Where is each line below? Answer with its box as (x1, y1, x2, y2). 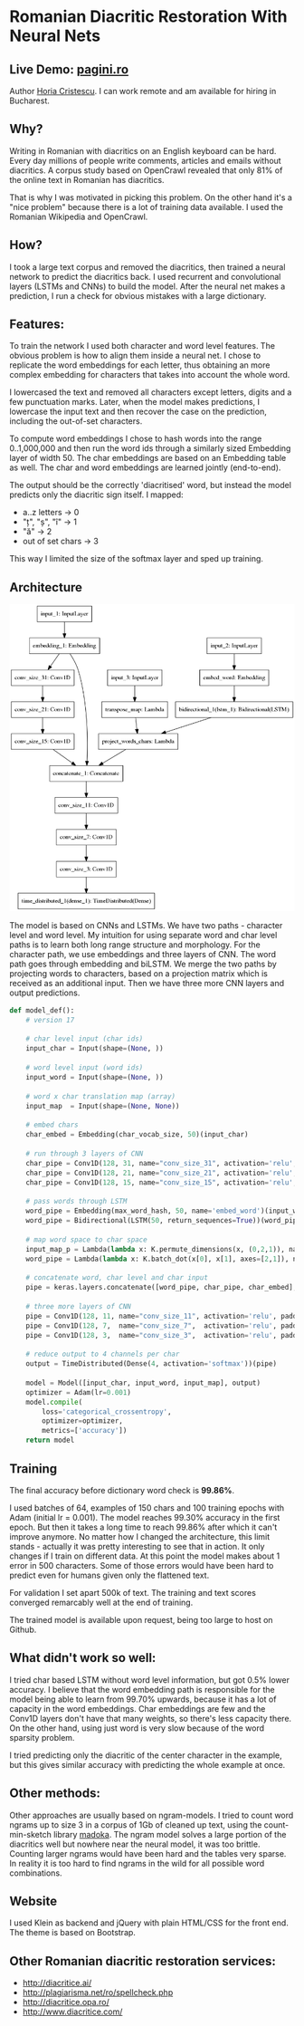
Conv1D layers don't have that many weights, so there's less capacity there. (9, 1713, 292, 1724)
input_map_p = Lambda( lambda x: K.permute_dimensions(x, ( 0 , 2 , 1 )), (25, 1244, 285, 1253)
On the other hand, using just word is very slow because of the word (9, 1723, 265, 1733)
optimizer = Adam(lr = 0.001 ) (25, 1387, 131, 1397)
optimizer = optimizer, (42, 1416, 124, 1426)
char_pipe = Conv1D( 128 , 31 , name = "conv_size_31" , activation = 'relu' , (25, 1158, 298, 1167)
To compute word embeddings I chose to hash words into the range (9, 433, 262, 445)
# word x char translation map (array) (25, 1091, 176, 1101)
